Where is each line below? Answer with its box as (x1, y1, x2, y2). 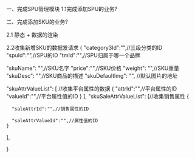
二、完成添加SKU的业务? (6, 18, 68, 26)
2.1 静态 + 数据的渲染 (6, 31, 59, 38)
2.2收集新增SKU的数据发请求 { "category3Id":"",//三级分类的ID (6, 44, 163, 51)
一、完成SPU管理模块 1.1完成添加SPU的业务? (6, 5, 117, 12)
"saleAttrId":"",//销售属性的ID (12, 106, 89, 112)
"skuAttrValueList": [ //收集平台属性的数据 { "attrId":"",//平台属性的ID (6, 85, 177, 92)
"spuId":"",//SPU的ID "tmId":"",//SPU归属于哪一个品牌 (6, 52, 141, 59)
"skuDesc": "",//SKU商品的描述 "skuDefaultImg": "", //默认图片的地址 (6, 72, 178, 79)
